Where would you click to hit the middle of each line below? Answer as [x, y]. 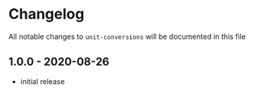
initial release [42, 81]
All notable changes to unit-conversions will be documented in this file [127, 36]
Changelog [46, 14]
